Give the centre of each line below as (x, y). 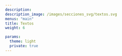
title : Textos (20, 23)
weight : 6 (15, 28)
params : (13, 37)
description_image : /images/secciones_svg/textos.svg (61, 14)
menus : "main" (20, 19)
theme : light (23, 42)
